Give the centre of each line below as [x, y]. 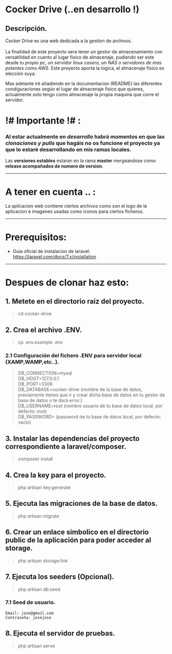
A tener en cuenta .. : [51, 192]
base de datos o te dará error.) [50, 401]
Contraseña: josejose [28, 617]
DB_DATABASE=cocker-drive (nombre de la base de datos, [80, 390]
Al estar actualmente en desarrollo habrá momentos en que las [85, 137]
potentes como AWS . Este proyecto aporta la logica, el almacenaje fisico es [85, 68]
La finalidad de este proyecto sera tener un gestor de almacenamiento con [84, 52]
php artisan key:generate [44, 487]
